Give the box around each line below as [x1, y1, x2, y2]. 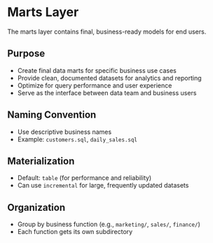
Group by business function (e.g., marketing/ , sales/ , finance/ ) [17, 220, 201, 228]
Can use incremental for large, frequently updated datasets [17, 181, 189, 190]
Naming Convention [7, 109, 97, 121]
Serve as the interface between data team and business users [17, 88, 197, 97]
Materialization [7, 155, 75, 167]
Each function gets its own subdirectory [17, 228, 133, 236]
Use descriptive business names [17, 127, 112, 136]
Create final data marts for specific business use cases [17, 66, 177, 74]
